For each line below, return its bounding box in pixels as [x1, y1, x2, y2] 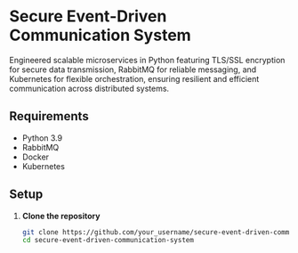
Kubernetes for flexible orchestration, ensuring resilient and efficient [9, 73, 260, 84]
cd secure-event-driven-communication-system [21, 236, 194, 245]
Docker [21, 151, 50, 162]
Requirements [9, 109, 89, 124]
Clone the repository [21, 210, 101, 221]
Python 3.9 [21, 132, 63, 143]
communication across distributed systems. [9, 83, 170, 94]
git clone [21, 227, 60, 237]
